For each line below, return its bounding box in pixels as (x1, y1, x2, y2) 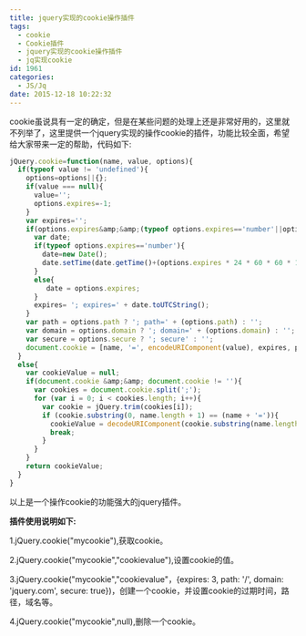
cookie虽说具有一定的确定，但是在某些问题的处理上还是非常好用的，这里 (9, 116, 282, 127)
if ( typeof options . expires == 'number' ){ (33, 241, 185, 251)
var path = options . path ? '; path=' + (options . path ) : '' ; (25, 318, 263, 327)
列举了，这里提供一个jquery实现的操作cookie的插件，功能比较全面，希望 (16, 127, 290, 138)
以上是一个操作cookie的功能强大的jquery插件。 (9, 496, 187, 507)
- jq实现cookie (17, 56, 73, 65)
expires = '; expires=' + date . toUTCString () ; (33, 301, 209, 310)
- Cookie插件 (17, 38, 65, 48)
